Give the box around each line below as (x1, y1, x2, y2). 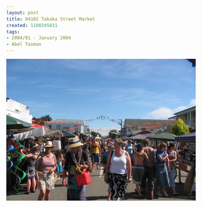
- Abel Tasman (6, 41, 42, 47)
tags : (6, 29, 20, 35)
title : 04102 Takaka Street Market (6, 16, 96, 22)
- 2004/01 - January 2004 (6, 35, 71, 41)
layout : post (6, 10, 39, 16)
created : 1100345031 (6, 22, 58, 28)
